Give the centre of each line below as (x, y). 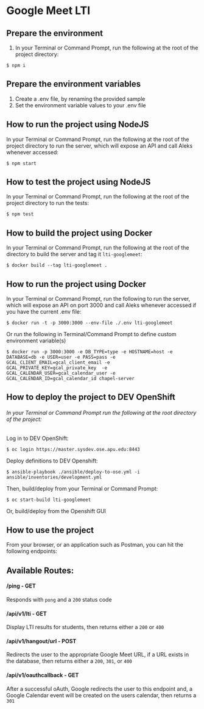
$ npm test (20, 214)
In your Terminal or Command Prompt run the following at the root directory (101, 413)
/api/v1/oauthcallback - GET (43, 675)
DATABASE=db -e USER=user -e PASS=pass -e (61, 358)
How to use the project (50, 531)
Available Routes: (40, 570)
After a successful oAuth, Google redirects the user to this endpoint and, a (100, 689)
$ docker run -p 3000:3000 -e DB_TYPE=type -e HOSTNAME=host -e (90, 352)
